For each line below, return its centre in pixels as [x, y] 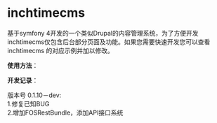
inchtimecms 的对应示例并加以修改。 [60, 50]
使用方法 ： [23, 65]
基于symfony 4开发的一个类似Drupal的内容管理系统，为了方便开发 [103, 33]
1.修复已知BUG [28, 103]
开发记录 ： [23, 80]
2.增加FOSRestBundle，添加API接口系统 [65, 113]
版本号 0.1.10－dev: [34, 95]
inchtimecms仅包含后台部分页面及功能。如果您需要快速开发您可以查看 [109, 42]
